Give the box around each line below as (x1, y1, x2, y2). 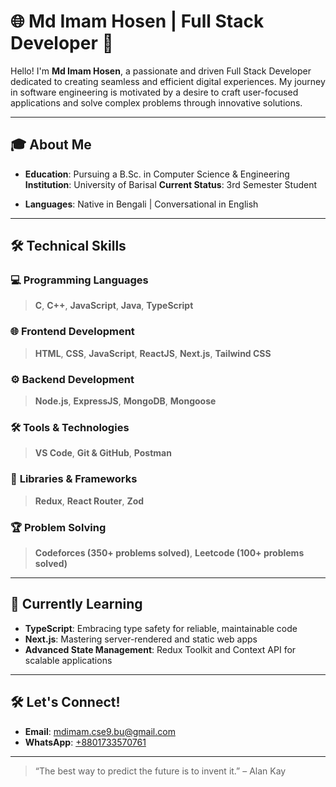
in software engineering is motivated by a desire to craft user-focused (10, 86, 299, 98)
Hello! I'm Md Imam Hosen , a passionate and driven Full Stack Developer (10, 65, 312, 77)
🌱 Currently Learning (10, 596, 143, 613)
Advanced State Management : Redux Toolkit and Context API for (24, 643, 297, 655)
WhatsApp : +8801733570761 (24, 736, 147, 748)
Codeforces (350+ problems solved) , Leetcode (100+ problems (34, 546, 305, 559)
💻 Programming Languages (10, 273, 149, 287)
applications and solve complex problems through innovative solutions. (10, 96, 303, 109)
